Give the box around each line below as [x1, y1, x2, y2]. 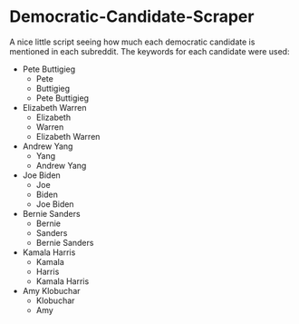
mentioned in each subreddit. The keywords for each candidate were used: [9, 45, 290, 56]
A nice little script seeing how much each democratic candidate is [9, 36, 256, 47]
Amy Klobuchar [22, 285, 81, 296]
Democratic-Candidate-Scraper [9, 6, 255, 27]
